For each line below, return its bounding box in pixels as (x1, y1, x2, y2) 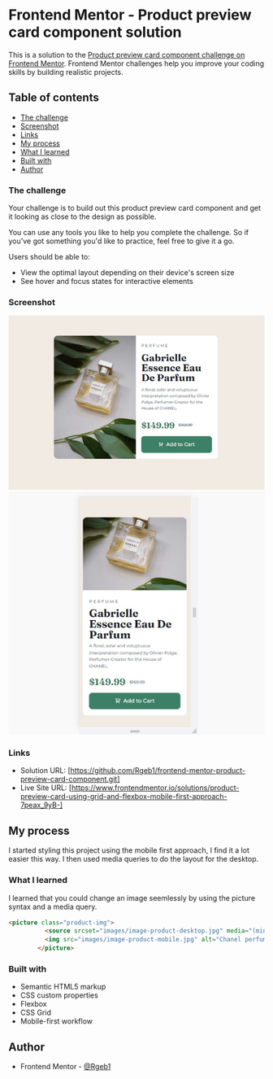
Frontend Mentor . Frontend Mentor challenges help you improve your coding (8, 59, 265, 68)
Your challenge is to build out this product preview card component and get (8, 203, 262, 213)
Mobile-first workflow (19, 1016, 93, 1026)
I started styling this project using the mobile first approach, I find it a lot (8, 845, 250, 855)
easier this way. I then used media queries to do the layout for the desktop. (8, 854, 259, 864)
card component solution (8, 23, 182, 41)
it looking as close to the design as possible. (8, 212, 157, 221)
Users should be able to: (8, 252, 91, 262)
